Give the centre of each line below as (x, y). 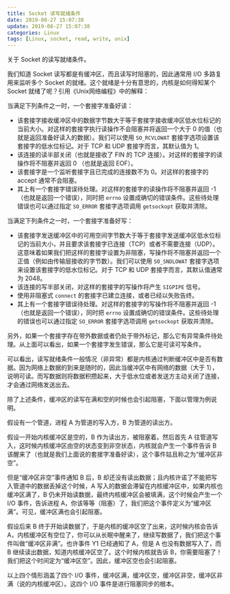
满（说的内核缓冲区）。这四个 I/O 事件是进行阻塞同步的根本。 (92, 584)
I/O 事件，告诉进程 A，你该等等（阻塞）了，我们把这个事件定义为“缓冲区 (110, 503)
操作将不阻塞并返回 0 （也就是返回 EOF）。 (77, 163)
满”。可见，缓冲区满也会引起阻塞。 (56, 512)
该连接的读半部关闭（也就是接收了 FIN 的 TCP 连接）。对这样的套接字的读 (119, 155)
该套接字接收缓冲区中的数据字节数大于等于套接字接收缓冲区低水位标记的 (119, 120)
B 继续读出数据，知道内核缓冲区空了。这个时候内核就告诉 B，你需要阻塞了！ (115, 552)
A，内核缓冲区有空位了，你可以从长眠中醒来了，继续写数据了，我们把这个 (111, 535)
